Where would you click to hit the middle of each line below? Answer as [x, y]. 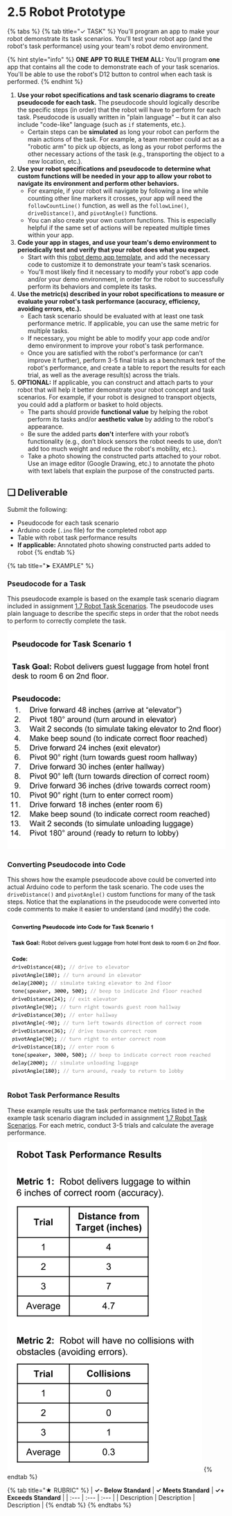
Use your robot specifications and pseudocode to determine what [114, 169]
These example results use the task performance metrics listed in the [106, 1110]
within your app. [51, 235]
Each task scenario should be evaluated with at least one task [116, 316]
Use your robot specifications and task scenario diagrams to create [116, 95]
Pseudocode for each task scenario [68, 523]
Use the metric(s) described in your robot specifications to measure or [121, 294]
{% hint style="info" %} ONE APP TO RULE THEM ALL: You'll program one [114, 59]
